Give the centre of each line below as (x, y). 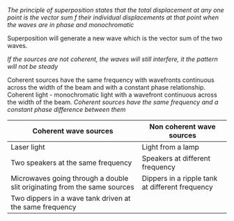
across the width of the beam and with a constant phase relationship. (107, 87)
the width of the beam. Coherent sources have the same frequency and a (113, 102)
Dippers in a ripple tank (180, 178)
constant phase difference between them (67, 109)
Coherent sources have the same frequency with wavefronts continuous (111, 80)
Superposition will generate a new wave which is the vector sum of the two (115, 38)
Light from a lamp (171, 147)
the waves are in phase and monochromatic (71, 25)
